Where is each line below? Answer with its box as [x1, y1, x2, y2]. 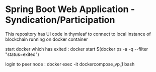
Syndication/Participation [5, 14, 115, 26]
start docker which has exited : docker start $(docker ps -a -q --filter [5, 46, 148, 52]
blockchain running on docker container [5, 36, 88, 42]
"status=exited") [5, 51, 39, 57]
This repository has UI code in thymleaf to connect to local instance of [5, 31, 151, 37]
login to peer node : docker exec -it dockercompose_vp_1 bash [5, 61, 135, 67]
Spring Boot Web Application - [5, 4, 135, 15]
